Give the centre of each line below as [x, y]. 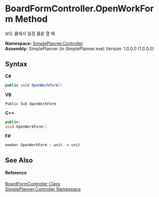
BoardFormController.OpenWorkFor [79, 9]
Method [31, 19]
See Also [19, 160]
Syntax [16, 64]
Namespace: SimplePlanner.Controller [44, 43]
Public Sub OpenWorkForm [31, 104]
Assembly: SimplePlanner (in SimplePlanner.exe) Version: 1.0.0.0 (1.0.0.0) [79, 49]
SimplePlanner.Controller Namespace [43, 189]
